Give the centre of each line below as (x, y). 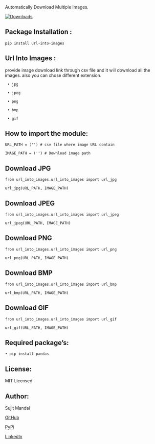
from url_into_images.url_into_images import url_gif (61, 319)
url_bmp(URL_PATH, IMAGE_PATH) (37, 293)
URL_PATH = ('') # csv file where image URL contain (60, 145)
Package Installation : (39, 32)
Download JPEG (30, 203)
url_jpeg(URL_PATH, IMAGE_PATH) (38, 223)
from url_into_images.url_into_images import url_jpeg (62, 215)
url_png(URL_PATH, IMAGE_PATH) (37, 258)
